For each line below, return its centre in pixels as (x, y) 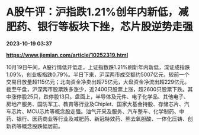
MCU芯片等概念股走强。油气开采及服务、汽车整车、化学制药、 (103, 111)
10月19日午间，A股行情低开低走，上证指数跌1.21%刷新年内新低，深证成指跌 (98, 67)
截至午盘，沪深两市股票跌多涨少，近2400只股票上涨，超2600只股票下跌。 (97, 89)
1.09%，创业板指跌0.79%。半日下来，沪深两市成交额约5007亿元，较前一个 (98, 74)
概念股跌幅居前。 (42, 126)
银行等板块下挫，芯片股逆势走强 (115, 27)
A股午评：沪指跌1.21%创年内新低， (92, 12)
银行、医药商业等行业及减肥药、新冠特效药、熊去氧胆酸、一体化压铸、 (102, 118)
